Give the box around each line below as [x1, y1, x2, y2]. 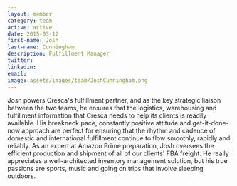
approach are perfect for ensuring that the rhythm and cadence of [21, 126, 216, 135]
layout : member [7, 10, 53, 18]
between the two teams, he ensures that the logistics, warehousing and [7, 104, 217, 113]
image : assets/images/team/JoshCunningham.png [7, 76, 148, 84]
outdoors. [7, 172, 36, 180]
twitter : [7, 57, 33, 64]
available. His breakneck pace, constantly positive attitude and [7, 119, 191, 128]
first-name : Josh [7, 37, 59, 44]
